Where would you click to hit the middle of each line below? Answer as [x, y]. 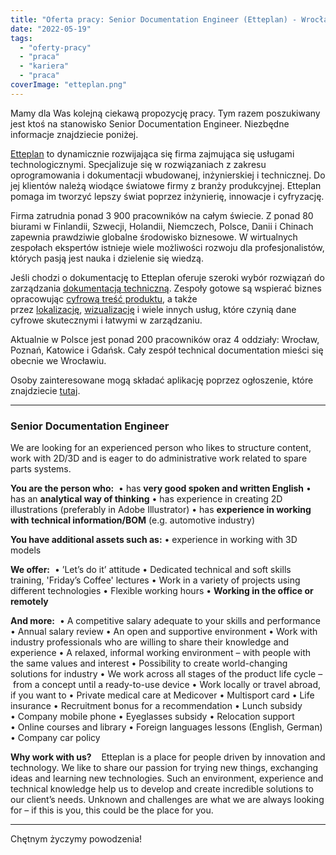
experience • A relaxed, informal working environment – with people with [161, 653]
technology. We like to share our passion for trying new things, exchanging [164, 768]
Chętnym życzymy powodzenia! [76, 839]
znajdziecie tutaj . [45, 390]
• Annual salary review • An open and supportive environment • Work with [164, 632]
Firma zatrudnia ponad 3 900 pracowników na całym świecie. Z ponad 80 [162, 215]
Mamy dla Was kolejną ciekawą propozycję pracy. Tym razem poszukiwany [165, 113]
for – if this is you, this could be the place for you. [112, 810]
